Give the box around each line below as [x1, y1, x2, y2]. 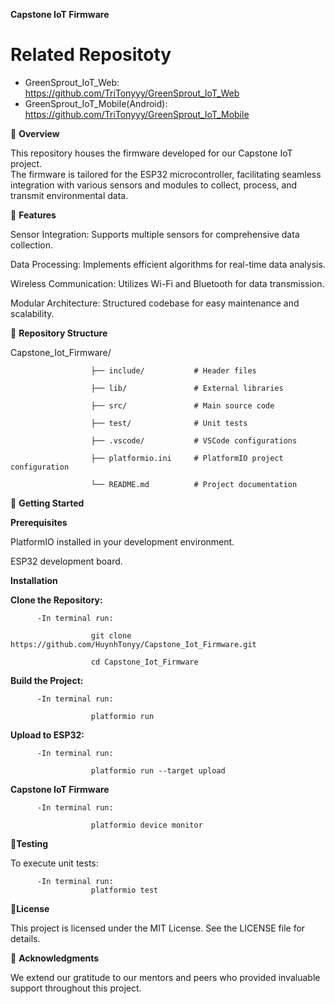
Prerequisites [10, 516, 68, 528]
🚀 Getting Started [10, 497, 85, 509]
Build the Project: [10, 674, 84, 686]
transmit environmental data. [10, 189, 129, 201]
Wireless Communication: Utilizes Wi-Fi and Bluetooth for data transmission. [10, 277, 325, 289]
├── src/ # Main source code [90, 400, 275, 411]
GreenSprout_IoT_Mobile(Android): [24, 97, 168, 109]
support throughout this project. [10, 982, 142, 994]
